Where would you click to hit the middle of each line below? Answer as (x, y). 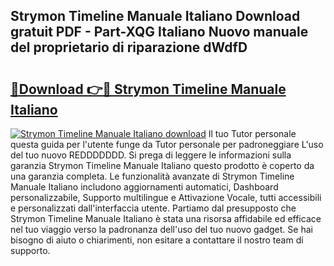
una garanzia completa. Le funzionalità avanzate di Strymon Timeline (152, 176)
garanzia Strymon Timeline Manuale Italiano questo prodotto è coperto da (162, 165)
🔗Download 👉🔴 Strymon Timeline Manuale (148, 89)
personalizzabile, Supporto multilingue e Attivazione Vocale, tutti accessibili (166, 197)
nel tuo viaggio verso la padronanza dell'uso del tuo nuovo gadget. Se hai (161, 229)
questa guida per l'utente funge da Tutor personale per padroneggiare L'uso (167, 144)
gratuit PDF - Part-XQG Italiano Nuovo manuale (159, 32)
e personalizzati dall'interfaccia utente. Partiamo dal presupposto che (153, 208)
